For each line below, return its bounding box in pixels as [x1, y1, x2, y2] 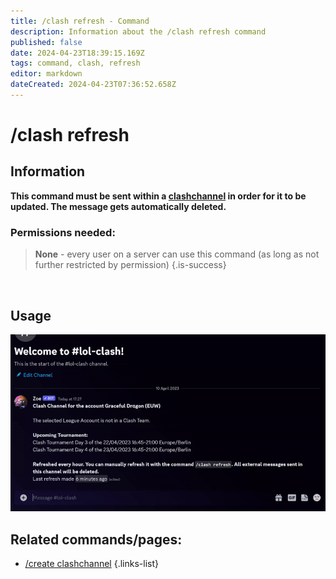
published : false [10, 37, 83, 47]
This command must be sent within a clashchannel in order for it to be [10, 190, 307, 202]
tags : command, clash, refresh [10, 58, 141, 69]
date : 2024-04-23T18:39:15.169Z [10, 48, 145, 58]
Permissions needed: [10, 225, 116, 239]
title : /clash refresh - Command [10, 16, 150, 26]
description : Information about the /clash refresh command [10, 26, 267, 37]
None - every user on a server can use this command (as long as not [34, 248, 320, 260]
